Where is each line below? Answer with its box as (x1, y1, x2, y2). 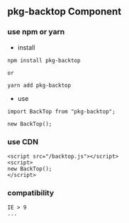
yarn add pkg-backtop (7, 82, 72, 89)
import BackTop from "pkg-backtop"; (7, 108, 116, 115)
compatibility (7, 187, 55, 197)
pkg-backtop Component (7, 6, 122, 18)
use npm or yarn (7, 27, 65, 37)
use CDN (7, 136, 39, 146)
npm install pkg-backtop (7, 57, 81, 64)
